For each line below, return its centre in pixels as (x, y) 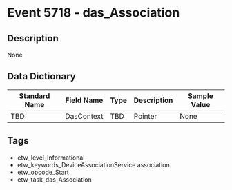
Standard (35, 96)
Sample (201, 96)
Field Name (84, 100)
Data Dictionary (41, 76)
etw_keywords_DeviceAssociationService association (94, 164)
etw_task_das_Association (54, 179)
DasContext (84, 116)
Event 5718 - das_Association (94, 13)
